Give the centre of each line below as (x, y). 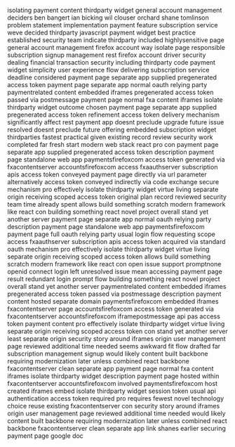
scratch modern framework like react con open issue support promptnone (114, 264)
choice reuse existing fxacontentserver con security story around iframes (114, 406)
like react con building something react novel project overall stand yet (108, 212)
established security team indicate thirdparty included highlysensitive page (116, 40)
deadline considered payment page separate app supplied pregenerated (112, 77)
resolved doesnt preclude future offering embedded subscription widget (112, 130)
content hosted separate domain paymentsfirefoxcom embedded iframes (113, 301)
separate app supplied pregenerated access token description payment (111, 152)
